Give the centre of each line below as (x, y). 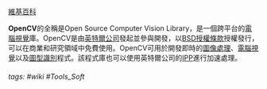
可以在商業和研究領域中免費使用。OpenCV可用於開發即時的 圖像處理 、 (123, 48)
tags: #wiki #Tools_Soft (46, 76)
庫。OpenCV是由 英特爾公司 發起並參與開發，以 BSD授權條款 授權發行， (144, 38)
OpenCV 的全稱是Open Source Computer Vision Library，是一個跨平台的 (127, 28)
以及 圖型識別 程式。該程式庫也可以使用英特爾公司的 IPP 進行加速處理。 (129, 58)
